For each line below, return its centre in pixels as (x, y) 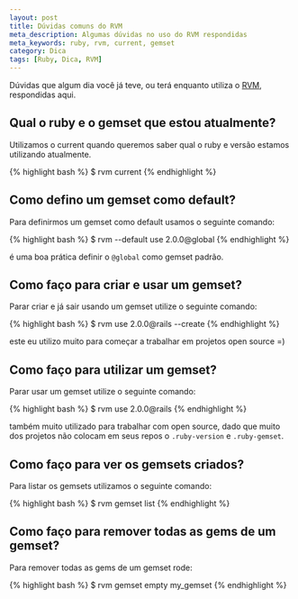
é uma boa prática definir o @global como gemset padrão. (117, 257)
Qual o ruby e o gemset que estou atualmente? (143, 123)
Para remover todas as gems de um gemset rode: (101, 567)
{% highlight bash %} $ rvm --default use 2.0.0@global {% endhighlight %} (149, 239)
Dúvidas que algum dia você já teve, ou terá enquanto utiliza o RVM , (136, 85)
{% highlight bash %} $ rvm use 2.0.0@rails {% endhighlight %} (128, 409)
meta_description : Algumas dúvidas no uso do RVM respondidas (128, 34)
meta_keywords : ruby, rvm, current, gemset (92, 43)
